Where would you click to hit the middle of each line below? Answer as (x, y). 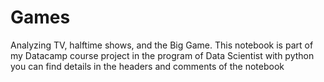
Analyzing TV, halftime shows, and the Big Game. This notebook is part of (162, 45)
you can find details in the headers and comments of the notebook (147, 66)
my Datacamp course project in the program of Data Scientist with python (162, 55)
